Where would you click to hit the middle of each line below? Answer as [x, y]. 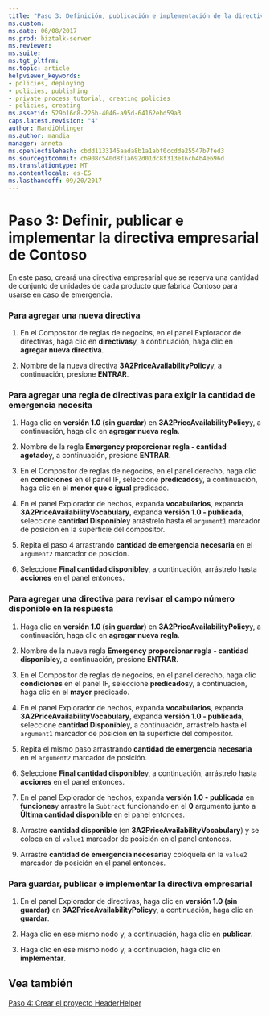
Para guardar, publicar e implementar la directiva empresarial [130, 884]
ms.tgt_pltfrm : [34, 61]
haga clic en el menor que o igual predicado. [94, 488]
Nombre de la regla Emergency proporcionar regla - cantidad [123, 447]
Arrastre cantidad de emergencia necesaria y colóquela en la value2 [133, 854]
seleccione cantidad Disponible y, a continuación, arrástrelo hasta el [133, 725]
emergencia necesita [50, 406]
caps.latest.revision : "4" [53, 121]
